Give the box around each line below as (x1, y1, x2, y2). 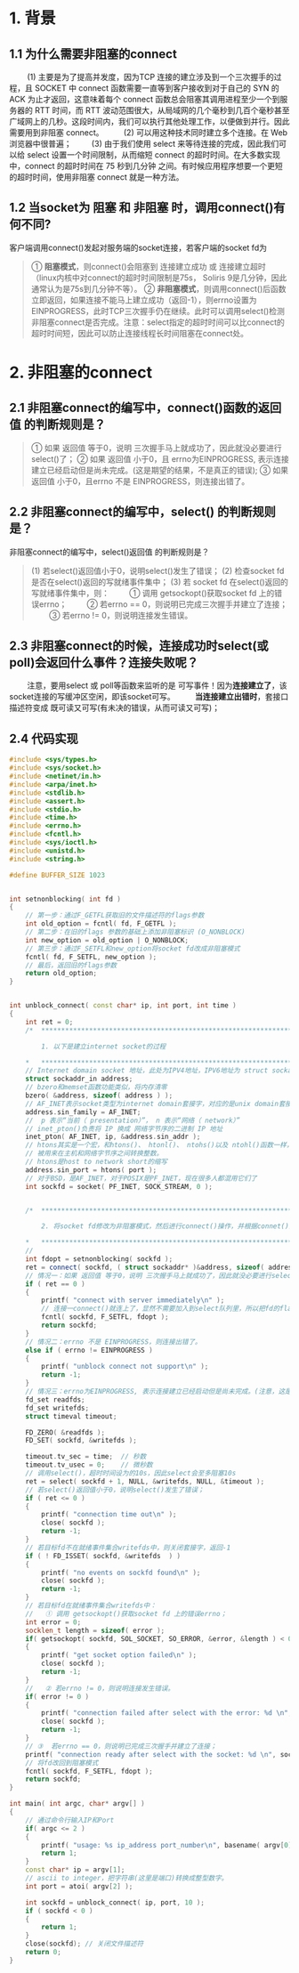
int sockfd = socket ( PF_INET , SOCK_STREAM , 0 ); (25, 1182, 214, 1191)
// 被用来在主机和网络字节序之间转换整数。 (25, 1149, 164, 1158)
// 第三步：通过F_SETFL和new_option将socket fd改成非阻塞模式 (25, 944, 240, 953)
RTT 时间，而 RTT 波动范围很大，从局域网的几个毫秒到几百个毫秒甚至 (34, 105, 290, 116)
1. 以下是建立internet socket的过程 (41, 1042, 166, 1051)
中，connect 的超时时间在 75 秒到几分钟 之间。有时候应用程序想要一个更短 (9, 161, 283, 171)
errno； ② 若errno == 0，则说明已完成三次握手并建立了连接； (38, 598, 287, 610)
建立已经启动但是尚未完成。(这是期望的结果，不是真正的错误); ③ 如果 (30, 465, 289, 475)
